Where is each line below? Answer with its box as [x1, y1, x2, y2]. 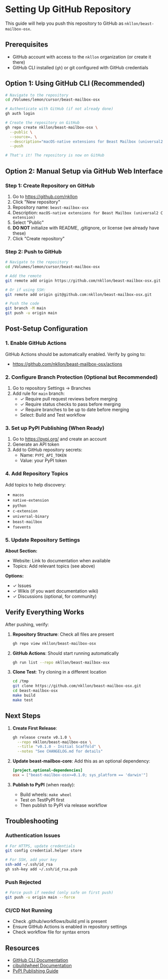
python [12, 503, 27, 508]
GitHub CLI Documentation [12, 957, 68, 963]
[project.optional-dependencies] [12, 768, 83, 773]
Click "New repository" [12, 199, 60, 205]
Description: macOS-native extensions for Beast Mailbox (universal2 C [12, 209, 163, 215]
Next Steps [5, 711, 41, 720]
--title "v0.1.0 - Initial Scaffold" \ [17, 744, 101, 749]
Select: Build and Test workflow [20, 412, 86, 418]
